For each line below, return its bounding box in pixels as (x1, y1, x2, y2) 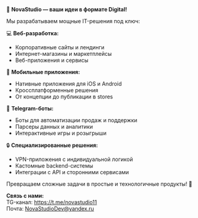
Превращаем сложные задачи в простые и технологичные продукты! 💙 (6, 180, 193, 188)
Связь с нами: (6, 192, 44, 199)
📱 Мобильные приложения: (6, 69, 80, 75)
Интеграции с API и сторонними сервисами (15, 169, 129, 175)
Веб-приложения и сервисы (15, 56, 89, 64)
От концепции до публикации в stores (15, 93, 114, 100)
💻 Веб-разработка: (6, 30, 59, 36)
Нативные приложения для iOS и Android (15, 80, 122, 87)
